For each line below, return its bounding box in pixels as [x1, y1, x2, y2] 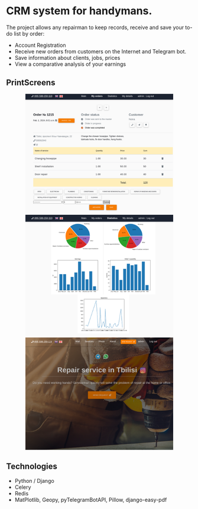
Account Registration [14, 42, 66, 49]
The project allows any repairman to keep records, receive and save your [6, 24, 184, 31]
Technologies [6, 462, 58, 472]
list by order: [14, 30, 45, 37]
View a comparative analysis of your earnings [14, 61, 126, 68]
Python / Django [14, 477, 54, 484]
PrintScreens [6, 78, 56, 88]
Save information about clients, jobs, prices [14, 54, 121, 61]
